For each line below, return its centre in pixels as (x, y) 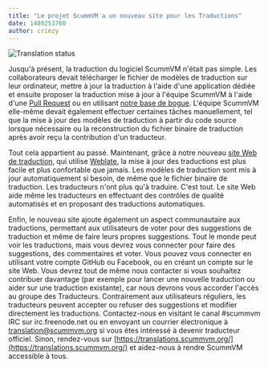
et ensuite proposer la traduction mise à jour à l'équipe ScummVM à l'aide (130, 95)
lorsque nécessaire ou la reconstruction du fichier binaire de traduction (126, 128)
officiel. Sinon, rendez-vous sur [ (63, 339)
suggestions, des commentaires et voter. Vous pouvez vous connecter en (130, 254)
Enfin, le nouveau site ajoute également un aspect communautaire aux (124, 220)
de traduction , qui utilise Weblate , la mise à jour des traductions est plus (127, 161)
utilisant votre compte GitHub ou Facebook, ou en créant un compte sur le (131, 263)
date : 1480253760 (37, 23)
